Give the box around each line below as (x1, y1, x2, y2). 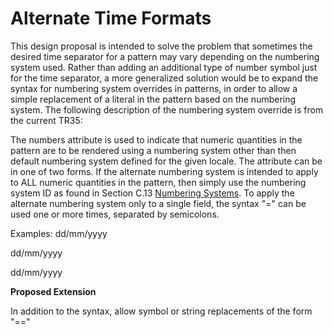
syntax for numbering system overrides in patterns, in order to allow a (10, 82, 298, 94)
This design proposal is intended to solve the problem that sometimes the (10, 40, 313, 52)
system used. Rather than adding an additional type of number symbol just (10, 61, 318, 73)
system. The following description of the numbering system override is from (10, 103, 324, 116)
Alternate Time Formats (10, 7, 212, 30)
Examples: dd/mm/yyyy (10, 227, 108, 239)
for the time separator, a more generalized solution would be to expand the (10, 72, 319, 84)
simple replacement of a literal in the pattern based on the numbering (10, 93, 297, 105)
